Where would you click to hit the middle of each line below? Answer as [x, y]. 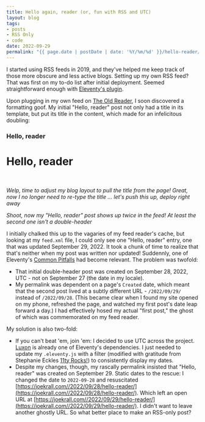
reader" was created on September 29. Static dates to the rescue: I [99, 373]
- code [15, 40]
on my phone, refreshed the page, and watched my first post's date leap [106, 304]
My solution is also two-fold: [42, 329]
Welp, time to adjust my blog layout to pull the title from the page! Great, [97, 190]
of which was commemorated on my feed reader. [77, 317]
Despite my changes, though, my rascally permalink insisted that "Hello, [106, 367]
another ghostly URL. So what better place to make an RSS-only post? [103, 412]
